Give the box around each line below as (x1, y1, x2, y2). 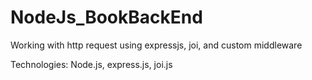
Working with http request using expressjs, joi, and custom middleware (10, 39, 303, 51)
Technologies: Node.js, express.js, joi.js (10, 58, 173, 70)
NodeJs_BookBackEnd (10, 6, 203, 29)
